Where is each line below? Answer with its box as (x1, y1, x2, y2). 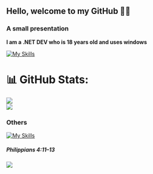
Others (6, 118, 27, 126)
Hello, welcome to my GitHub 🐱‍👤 (6, 6, 131, 16)
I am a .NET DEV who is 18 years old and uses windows (6, 38, 148, 46)
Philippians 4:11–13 (6, 146, 55, 153)
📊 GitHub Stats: (6, 73, 89, 86)
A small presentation (6, 24, 69, 33)
